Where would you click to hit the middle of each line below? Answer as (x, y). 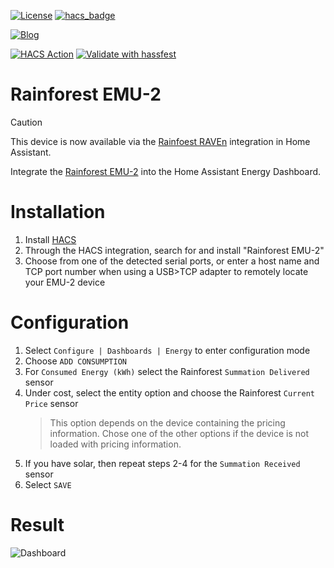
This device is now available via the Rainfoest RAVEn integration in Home (160, 141)
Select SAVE (48, 484)
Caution (26, 122)
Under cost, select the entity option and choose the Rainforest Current (169, 392)
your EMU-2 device (65, 282)
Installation (58, 212)
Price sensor (51, 403)
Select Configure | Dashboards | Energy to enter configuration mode (167, 350)
